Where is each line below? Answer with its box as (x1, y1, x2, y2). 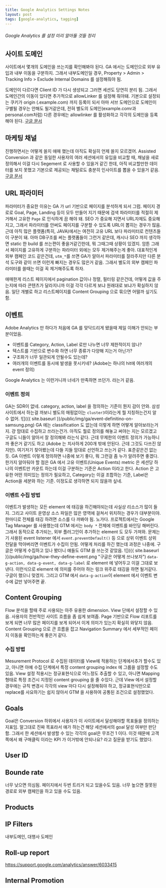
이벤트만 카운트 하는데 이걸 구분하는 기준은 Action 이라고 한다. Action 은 (14, 465, 154, 471)
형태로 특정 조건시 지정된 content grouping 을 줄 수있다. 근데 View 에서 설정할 (5, 677, 157, 683)
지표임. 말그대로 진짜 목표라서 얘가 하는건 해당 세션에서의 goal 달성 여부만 (5, 724, 148, 730)
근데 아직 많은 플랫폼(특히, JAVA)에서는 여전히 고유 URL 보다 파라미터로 (5, 228, 144, 234)
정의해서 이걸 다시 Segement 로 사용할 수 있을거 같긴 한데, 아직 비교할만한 (5, 160, 149, 166)
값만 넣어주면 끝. (14, 579, 46, 585)
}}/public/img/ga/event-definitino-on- (56, 416, 134, 422)
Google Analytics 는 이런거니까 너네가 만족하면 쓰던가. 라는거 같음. (5, 377, 135, 383)
